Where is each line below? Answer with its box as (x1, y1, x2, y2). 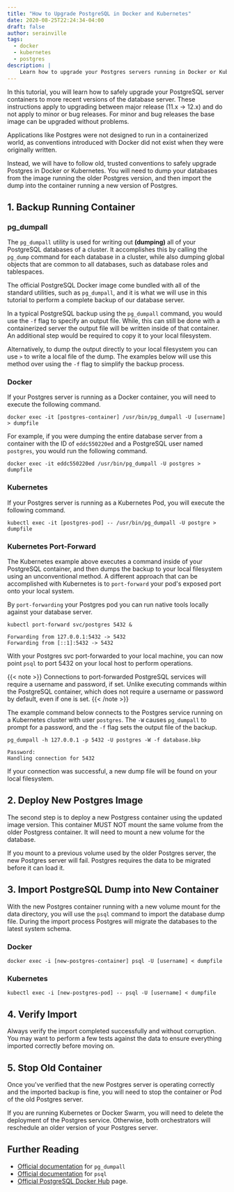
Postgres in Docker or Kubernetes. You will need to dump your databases (7, 166, 218, 175)
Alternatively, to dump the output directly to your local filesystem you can (7, 345, 218, 354)
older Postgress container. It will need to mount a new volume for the (7, 828, 205, 836)
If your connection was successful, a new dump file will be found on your (7, 767, 217, 776)
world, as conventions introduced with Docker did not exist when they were (7, 138, 224, 146)
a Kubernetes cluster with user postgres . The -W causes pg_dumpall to (7, 716, 207, 724)
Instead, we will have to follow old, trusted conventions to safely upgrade (7, 159, 217, 167)
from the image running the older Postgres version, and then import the (7, 173, 212, 182)
